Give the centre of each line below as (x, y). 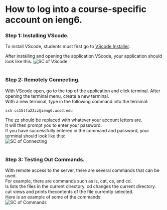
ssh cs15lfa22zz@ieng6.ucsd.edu (39, 111)
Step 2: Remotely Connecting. (43, 80)
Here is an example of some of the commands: (53, 197)
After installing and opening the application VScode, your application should (84, 56)
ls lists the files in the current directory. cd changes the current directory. (81, 186)
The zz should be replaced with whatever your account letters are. (74, 120)
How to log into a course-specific (76, 9)
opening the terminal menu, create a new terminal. (57, 96)
